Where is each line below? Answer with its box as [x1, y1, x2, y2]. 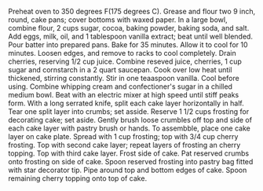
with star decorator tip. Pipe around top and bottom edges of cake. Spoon [8, 165, 247, 174]
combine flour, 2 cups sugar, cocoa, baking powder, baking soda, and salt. [8, 24, 250, 32]
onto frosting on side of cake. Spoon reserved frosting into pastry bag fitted [8, 157, 254, 166]
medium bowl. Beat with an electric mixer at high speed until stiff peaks [8, 90, 239, 99]
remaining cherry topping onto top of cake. [8, 174, 148, 183]
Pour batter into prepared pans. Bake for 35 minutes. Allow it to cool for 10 [8, 40, 249, 50]
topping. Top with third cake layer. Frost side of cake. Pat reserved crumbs [8, 149, 250, 158]
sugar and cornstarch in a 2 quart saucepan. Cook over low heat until [8, 65, 232, 74]
